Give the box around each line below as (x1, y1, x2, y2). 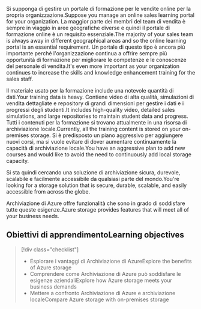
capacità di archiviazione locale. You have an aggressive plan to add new (6, 144, 186, 151)
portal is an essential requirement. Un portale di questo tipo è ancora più (6, 43, 185, 50)
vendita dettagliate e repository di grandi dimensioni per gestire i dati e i (6, 100, 184, 107)
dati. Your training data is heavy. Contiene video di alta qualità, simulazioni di (6, 93, 194, 100)
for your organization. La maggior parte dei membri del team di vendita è (6, 18, 186, 25)
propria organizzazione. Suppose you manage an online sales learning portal (6, 11, 195, 19)
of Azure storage (29, 264, 72, 271)
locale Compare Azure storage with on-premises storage (29, 296, 169, 303)
